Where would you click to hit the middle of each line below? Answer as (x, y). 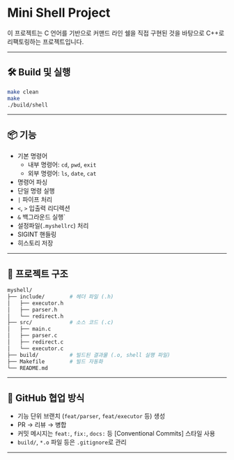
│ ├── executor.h (36, 303)
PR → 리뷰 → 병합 (42, 425)
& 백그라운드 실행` (41, 217)
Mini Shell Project (59, 13)
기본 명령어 (32, 156)
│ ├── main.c (29, 329)
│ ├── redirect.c (36, 342)
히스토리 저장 (35, 243)
